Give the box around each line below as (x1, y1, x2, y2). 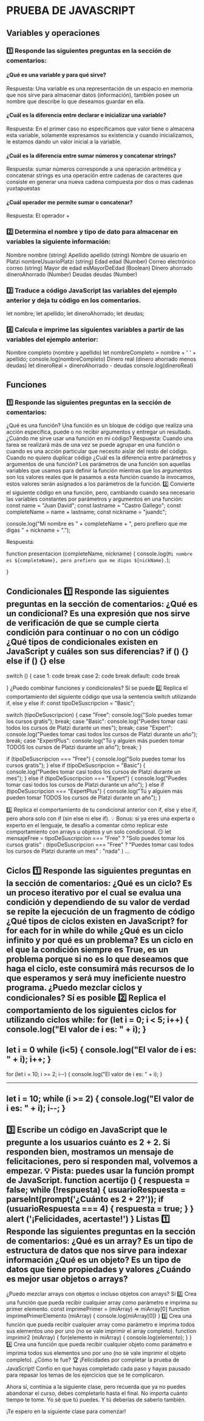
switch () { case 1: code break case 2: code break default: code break (6, 672, 180, 679)
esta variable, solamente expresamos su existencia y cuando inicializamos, (6, 131, 194, 138)
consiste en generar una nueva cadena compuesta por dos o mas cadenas (6, 178, 194, 186)
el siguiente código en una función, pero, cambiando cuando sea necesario (6, 489, 195, 496)
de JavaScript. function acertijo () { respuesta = (6, 1175, 190, 1185)
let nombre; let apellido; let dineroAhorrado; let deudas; (6, 310, 144, 317)
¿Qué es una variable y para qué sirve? (6, 71, 106, 79)
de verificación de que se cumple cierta (6, 618, 159, 628)
